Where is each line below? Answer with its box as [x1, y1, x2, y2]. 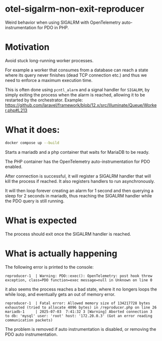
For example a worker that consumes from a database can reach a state [5, 67, 148, 73]
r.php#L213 [5, 107, 28, 113]
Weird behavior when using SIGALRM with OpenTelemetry [5, 19, 121, 25]
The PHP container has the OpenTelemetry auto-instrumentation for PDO [5, 159, 150, 164]
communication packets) [5, 318, 53, 323]
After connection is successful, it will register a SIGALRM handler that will [5, 173, 151, 179]
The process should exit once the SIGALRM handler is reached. [5, 231, 132, 237]
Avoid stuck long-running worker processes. [5, 57, 94, 64]
